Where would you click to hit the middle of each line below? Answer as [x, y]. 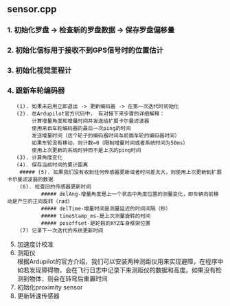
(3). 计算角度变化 [39, 158]
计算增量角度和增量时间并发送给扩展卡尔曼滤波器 [91, 121]
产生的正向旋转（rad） [45, 201]
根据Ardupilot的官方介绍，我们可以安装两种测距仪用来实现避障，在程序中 [120, 261]
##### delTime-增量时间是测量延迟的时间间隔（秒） [106, 209]
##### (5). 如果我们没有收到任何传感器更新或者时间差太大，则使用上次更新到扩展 [120, 173]
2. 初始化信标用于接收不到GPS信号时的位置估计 [85, 50]
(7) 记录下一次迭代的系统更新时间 [61, 231]
